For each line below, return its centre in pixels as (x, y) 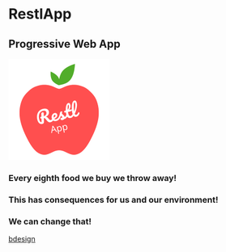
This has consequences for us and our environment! (113, 199)
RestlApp (40, 14)
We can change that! (50, 221)
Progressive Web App (64, 44)
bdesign (22, 239)
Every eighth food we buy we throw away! (92, 178)
